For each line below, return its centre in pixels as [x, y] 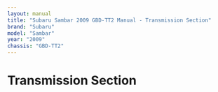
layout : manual [29, 14]
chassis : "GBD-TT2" [36, 46]
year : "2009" [26, 40]
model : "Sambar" [31, 33]
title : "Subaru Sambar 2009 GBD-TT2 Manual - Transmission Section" [109, 20]
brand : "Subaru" [31, 26]
